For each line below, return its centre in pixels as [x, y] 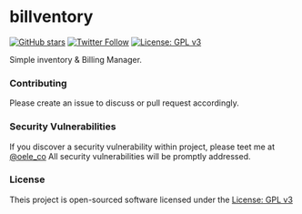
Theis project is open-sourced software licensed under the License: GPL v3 [151, 199]
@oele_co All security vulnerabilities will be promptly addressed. [131, 156]
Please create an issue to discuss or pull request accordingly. [124, 103]
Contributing [38, 83]
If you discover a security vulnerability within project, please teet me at [142, 147]
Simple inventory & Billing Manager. [76, 59]
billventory [51, 17]
